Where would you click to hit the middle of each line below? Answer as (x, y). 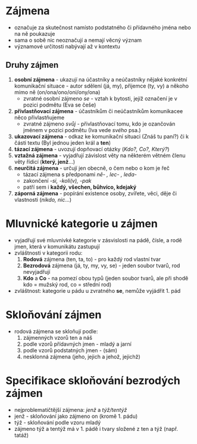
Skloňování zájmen (54, 315)
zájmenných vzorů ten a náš (58, 337)
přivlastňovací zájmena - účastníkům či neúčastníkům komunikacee (98, 111)
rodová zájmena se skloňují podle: (56, 331)
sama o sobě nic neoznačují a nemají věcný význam (78, 40)
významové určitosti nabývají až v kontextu (67, 46)
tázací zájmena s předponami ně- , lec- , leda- (80, 174)
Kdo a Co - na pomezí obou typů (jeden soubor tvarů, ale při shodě (106, 278)
